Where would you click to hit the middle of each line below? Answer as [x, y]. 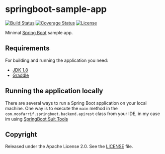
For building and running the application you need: [57, 60]
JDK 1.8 [20, 70]
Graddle [21, 75]
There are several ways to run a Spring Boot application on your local [76, 103]
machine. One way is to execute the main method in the [62, 108]
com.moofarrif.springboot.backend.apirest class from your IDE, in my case [82, 114]
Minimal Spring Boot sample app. [39, 32]
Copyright [21, 134]
